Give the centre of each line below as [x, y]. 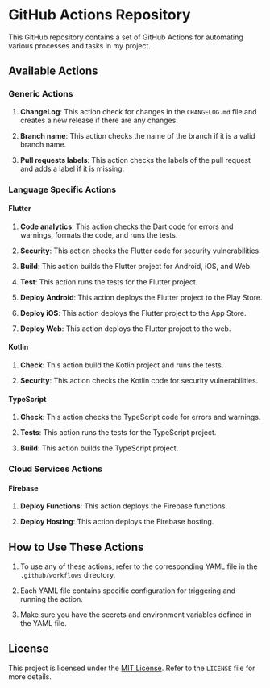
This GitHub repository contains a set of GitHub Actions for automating [126, 37]
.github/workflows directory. [68, 575]
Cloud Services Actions [56, 469]
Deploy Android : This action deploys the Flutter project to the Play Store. [141, 297]
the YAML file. [43, 624]
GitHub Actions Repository [100, 15]
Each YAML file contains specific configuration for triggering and [128, 591]
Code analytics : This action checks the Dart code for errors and [127, 226]
